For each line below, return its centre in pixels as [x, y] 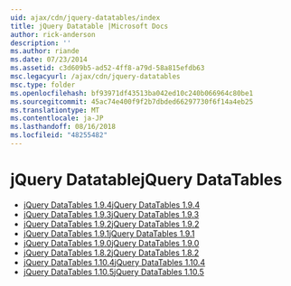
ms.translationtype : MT [55, 110]
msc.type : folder [43, 85]
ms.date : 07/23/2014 [49, 60]
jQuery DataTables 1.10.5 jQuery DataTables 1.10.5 [113, 272]
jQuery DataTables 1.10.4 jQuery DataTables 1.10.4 [114, 262]
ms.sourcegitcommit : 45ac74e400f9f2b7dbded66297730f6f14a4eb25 [132, 101]
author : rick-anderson [53, 34]
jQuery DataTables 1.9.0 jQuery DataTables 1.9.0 [111, 243]
